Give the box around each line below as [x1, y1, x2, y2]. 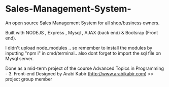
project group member [5, 76, 52, 82]
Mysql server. [5, 55, 34, 61]
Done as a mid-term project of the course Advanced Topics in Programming [5, 65, 164, 71]
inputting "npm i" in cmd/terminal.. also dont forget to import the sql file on [5, 50, 161, 56]
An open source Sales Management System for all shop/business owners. [5, 20, 160, 26]
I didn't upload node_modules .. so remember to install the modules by [5, 45, 153, 51]
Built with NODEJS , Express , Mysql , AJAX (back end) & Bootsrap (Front [5, 29, 158, 35]
